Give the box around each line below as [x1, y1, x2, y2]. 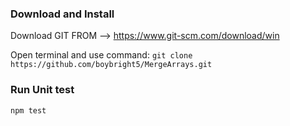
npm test [10, 105, 47, 116]
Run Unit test [10, 83, 75, 97]
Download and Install [10, 7, 115, 21]
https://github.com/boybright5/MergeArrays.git [10, 60, 213, 70]
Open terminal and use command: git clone [10, 49, 193, 61]
